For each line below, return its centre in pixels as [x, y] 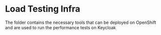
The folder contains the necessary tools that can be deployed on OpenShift [80, 22]
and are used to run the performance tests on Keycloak [60, 27]
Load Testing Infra [43, 9]
